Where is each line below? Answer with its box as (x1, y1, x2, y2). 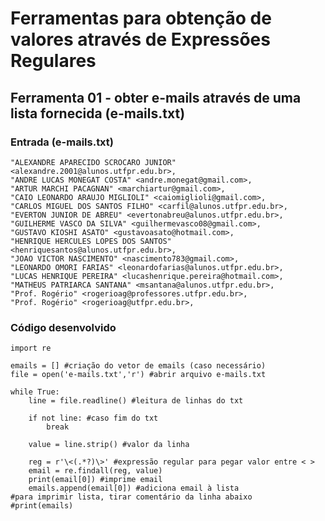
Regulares (10, 50, 97, 72)
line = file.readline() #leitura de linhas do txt (28, 396, 244, 406)
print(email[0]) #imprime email (28, 475, 163, 485)
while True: (10, 387, 60, 397)
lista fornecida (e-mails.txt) (10, 105, 186, 122)
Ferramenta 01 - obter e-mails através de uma (10, 89, 302, 106)
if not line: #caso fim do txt (28, 413, 159, 424)
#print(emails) (10, 501, 74, 511)
